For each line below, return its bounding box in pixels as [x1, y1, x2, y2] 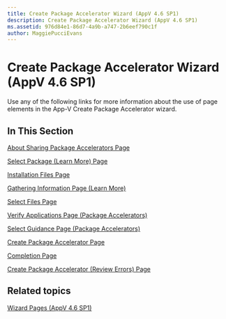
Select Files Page [7, 198, 57, 205]
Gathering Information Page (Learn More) [7, 184, 126, 192]
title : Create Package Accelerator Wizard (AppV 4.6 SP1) [7, 10, 179, 17]
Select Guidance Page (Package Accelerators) [7, 224, 141, 233]
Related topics [7, 285, 71, 297]
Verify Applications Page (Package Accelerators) [7, 211, 148, 219]
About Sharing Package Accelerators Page [7, 143, 130, 152]
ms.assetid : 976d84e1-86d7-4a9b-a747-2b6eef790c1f [7, 23, 158, 30]
